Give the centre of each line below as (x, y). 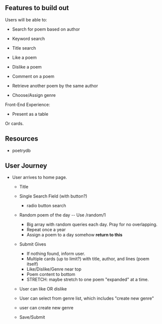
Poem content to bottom (51, 274)
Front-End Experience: (27, 105)
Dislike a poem (27, 67)
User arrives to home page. (39, 178)
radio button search (46, 206)
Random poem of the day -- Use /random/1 (63, 215)
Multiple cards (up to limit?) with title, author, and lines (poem (88, 259)
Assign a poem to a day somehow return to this (74, 235)
